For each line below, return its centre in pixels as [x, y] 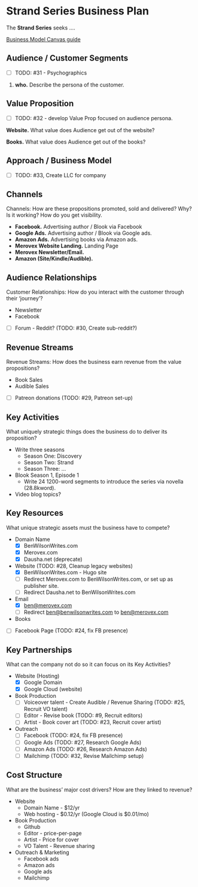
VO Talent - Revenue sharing [59, 846]
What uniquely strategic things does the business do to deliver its [87, 431]
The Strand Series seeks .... [41, 28]
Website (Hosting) [37, 676]
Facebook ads [41, 858]
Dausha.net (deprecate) [53, 559]
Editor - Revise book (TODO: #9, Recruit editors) [83, 715]
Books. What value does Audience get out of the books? [76, 142]
